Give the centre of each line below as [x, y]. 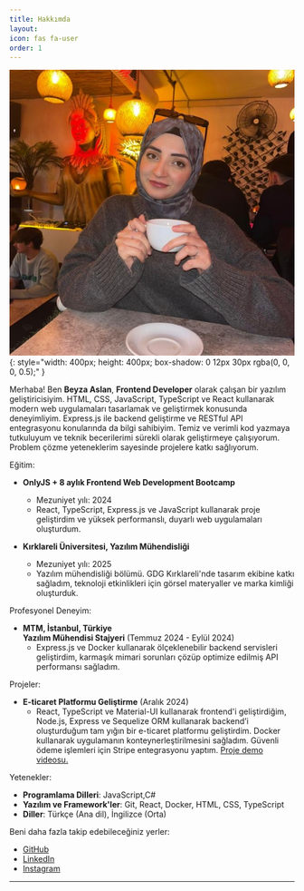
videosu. [52, 760]
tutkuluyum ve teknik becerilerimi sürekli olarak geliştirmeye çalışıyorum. [145, 438]
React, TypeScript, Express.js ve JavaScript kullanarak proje [148, 510]
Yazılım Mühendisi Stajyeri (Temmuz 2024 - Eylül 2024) [128, 638]
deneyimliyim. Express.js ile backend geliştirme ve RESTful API [126, 418]
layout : [24, 29]
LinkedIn [38, 859]
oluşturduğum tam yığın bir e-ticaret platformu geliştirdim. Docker [158, 731]
